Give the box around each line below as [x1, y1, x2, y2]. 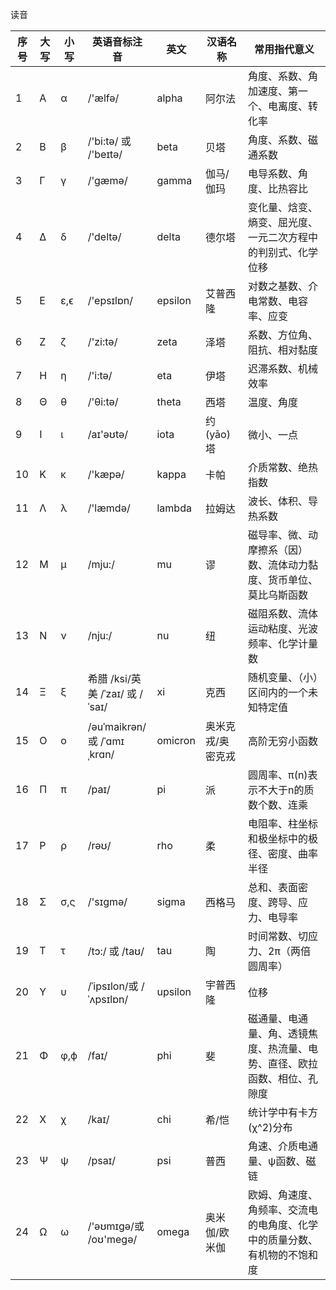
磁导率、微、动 [247, 528, 318, 542]
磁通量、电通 [247, 1012, 308, 1025]
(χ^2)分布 [247, 1121, 293, 1134]
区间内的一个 [247, 686, 308, 699]
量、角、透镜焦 [247, 1027, 318, 1040]
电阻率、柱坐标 [247, 817, 318, 830]
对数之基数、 [247, 279, 308, 293]
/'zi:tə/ [87, 335, 118, 348]
